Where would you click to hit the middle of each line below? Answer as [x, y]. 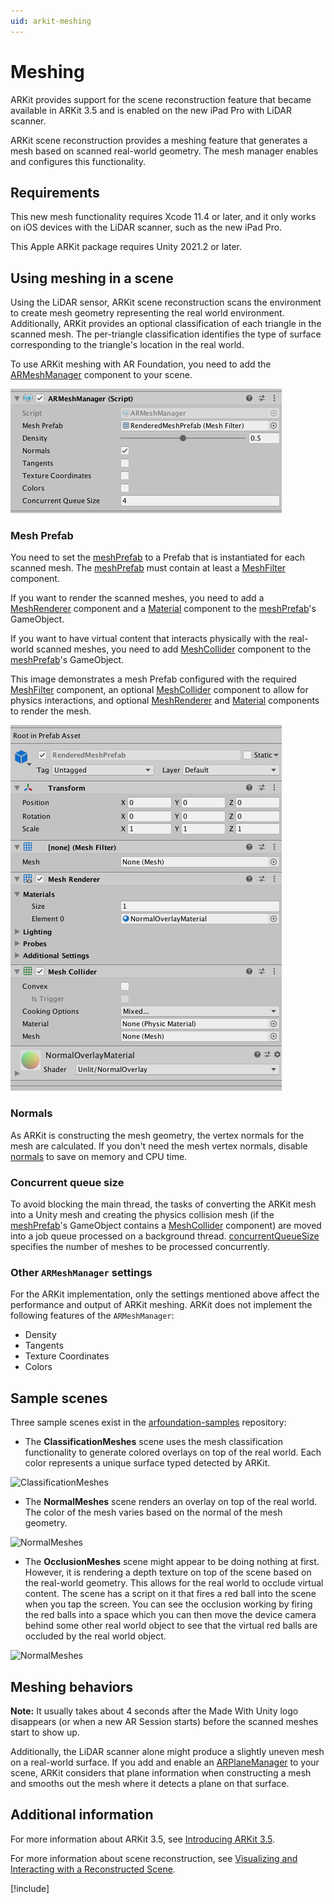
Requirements [55, 192]
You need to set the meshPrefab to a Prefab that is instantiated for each [158, 557]
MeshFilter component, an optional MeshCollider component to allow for [159, 690]
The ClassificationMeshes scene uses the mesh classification [153, 1442]
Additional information [82, 1815]
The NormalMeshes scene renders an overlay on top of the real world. [171, 1502]
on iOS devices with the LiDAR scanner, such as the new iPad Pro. [146, 227]
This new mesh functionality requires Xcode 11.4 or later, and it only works [163, 217]
